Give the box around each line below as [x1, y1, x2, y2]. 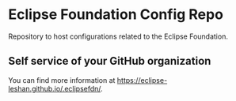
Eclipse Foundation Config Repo [8, 6, 224, 24]
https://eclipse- [116, 75, 168, 84]
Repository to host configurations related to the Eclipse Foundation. [8, 32, 228, 41]
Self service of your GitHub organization [8, 54, 211, 68]
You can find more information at [8, 75, 116, 84]
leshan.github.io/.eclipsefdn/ [8, 84, 101, 93]
